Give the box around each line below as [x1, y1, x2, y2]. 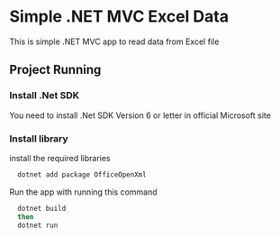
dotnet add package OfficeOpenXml [17, 169, 147, 179]
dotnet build [17, 204, 67, 213]
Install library [9, 132, 69, 145]
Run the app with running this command [9, 187, 158, 197]
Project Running [9, 62, 102, 77]
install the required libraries [9, 152, 111, 163]
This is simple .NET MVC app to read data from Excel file [9, 36, 220, 47]
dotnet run [17, 221, 59, 230]
